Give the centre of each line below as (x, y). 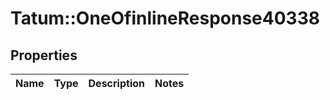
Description (116, 83)
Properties (44, 55)
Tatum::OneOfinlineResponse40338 (165, 18)
